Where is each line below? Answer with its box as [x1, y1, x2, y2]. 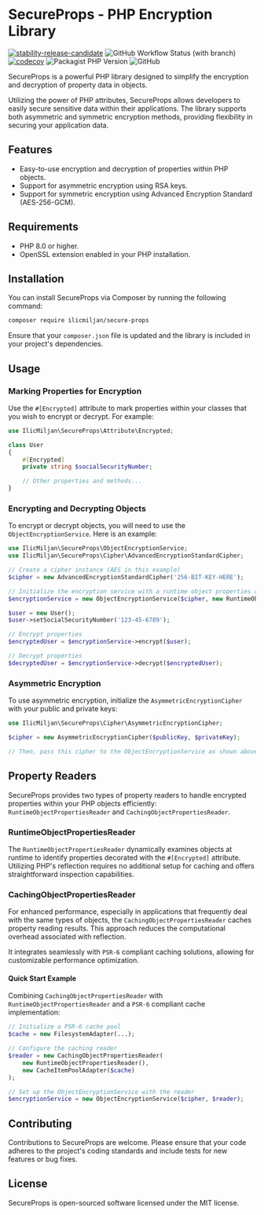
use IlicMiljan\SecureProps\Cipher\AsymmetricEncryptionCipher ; [8, 719, 223, 728]
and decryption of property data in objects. [8, 80, 148, 90]
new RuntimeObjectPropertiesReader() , [22, 1059, 149, 1066]
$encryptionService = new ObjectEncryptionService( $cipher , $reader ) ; [8, 1095, 244, 1103]
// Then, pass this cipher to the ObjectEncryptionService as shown [8, 747, 237, 755]
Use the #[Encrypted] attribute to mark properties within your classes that [8, 403, 247, 413]
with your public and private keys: [8, 704, 118, 714]
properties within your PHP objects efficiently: [8, 798, 157, 808]
